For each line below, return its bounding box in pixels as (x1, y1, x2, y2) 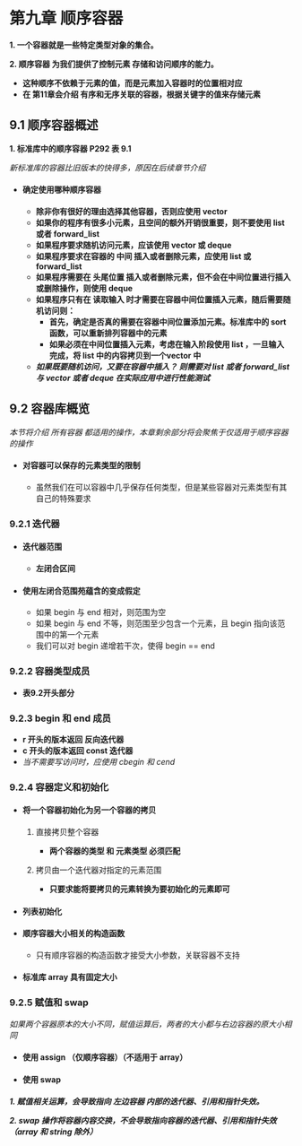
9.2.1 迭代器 (9, 517, 60, 530)
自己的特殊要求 (35, 492, 91, 503)
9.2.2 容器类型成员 (9, 665, 91, 678)
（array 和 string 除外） (9, 1126, 99, 1137)
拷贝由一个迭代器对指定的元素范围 (35, 864, 162, 875)
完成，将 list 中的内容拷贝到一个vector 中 (48, 350, 202, 360)
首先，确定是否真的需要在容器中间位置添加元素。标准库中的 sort (48, 316, 287, 327)
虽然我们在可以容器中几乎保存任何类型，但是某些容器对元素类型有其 (35, 482, 288, 492)
